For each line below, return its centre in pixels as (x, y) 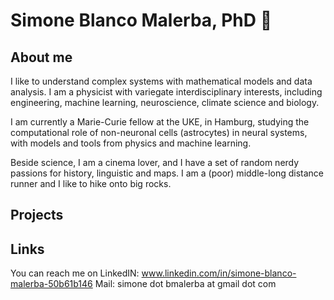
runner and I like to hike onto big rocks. (91, 183)
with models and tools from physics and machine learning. (131, 143)
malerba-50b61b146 (51, 284)
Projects (37, 215)
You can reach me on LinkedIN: (75, 273)
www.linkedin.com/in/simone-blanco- (219, 273)
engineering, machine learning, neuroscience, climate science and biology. (165, 102)
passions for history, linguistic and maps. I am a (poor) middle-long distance (167, 173)
